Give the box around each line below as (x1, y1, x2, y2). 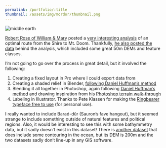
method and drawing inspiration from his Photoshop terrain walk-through (12, 91, 162, 97)
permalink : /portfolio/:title (5, 7, 68, 12)
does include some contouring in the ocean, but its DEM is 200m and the (5, 132, 154, 138)
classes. (5, 50, 22, 57)
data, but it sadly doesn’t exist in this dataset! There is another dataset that (5, 126, 157, 132)
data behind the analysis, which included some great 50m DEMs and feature (5, 45, 161, 51)
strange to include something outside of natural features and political (5, 116, 146, 122)
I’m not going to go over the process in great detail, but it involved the (5, 60, 147, 66)
